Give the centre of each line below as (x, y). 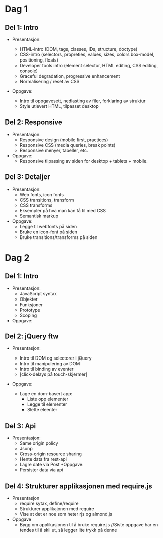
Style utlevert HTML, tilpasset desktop (59, 106)
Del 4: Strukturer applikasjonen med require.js (78, 486)
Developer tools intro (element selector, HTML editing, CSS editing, (89, 65)
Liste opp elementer (48, 399)
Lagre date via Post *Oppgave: (51, 465)
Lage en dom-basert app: (46, 394)
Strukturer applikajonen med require (57, 509)
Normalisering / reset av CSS (49, 81)
